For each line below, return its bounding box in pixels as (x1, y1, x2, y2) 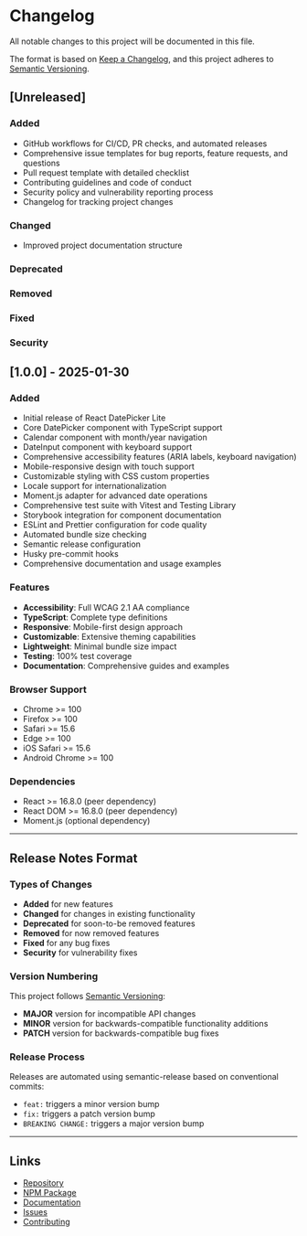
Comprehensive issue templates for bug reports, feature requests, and (22, 147, 289, 158)
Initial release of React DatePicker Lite (22, 412, 166, 423)
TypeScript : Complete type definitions (22, 612, 168, 623)
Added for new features (22, 898, 114, 910)
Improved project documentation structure (22, 240, 183, 250)
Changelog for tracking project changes (22, 196, 174, 207)
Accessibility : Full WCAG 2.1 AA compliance (22, 602, 190, 613)
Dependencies (9, 774, 76, 787)
